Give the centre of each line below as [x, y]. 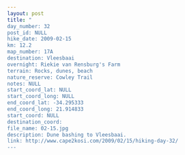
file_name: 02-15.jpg [38, 128]
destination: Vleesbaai [41, 58]
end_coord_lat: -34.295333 [45, 103]
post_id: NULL [27, 33]
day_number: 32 [29, 26]
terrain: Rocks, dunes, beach [50, 71]
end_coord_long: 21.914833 [45, 109]
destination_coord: [35, 122]
